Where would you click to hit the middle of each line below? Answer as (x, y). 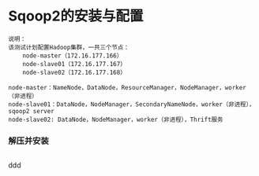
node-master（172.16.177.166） (73, 56)
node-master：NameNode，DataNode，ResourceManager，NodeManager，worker (127, 87)
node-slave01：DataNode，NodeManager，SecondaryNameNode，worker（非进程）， (131, 104)
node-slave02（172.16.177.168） (74, 72)
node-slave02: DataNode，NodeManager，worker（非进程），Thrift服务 (116, 119)
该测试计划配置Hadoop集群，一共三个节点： (69, 47)
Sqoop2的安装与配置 (76, 16)
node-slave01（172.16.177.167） (74, 64)
